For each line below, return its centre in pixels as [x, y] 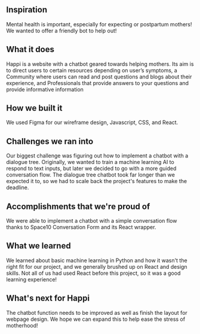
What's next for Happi [48, 298]
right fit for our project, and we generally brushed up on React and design [97, 266]
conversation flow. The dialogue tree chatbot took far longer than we [90, 175]
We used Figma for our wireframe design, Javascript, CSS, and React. [92, 123]
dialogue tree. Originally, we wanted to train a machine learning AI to [90, 162]
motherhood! [22, 325]
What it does [30, 49]
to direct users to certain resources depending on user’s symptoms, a [92, 70]
